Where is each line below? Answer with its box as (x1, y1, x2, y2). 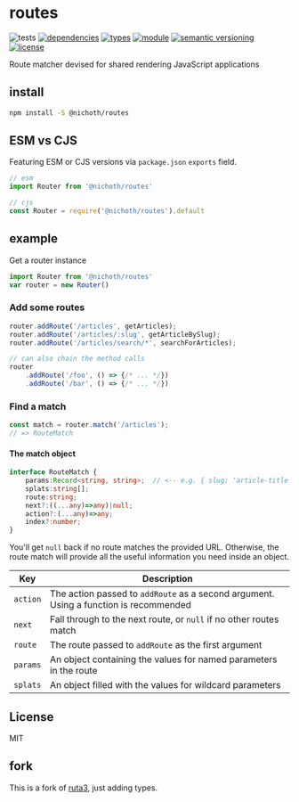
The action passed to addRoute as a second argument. (50, 587, 275, 600)
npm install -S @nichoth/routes (9, 108, 129, 118)
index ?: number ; (25, 518, 82, 527)
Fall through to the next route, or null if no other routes (50, 613, 279, 626)
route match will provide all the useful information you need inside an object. (9, 552, 290, 562)
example (9, 231, 59, 247)
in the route (50, 665, 98, 677)
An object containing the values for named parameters (50, 653, 278, 666)
